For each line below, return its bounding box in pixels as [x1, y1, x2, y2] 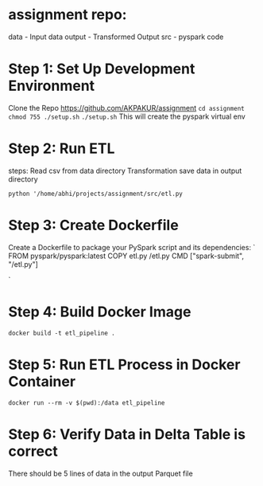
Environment [8, 77, 95, 95]
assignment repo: [8, 6, 127, 24]
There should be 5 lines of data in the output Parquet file [8, 468, 193, 478]
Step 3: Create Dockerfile [8, 217, 179, 234]
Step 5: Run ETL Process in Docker [8, 355, 241, 374]
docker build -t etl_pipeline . [8, 329, 115, 337]
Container [8, 372, 76, 390]
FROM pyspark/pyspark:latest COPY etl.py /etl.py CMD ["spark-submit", [8, 251, 245, 261]
